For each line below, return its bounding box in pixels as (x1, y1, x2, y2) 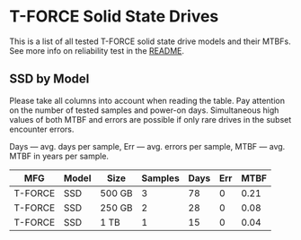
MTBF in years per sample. (9, 150, 110, 161)
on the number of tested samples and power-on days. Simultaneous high (9, 105, 279, 116)
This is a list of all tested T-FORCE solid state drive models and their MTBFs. (9, 36, 291, 47)
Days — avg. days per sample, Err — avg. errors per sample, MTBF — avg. (9, 141, 286, 151)
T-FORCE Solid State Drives (9, 6, 219, 27)
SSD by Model (9, 72, 90, 87)
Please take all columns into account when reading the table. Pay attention (9, 95, 286, 106)
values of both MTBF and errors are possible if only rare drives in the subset (9, 114, 292, 124)
